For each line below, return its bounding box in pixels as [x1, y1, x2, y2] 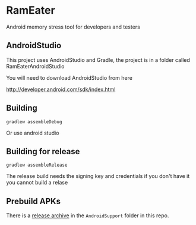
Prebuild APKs [6, 196, 61, 206]
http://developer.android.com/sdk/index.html [6, 86, 116, 93]
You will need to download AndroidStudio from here [6, 74, 132, 81]
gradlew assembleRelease [6, 162, 68, 168]
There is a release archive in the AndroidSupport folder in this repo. [6, 212, 169, 219]
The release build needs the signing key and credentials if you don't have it [6, 173, 190, 180]
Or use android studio [6, 129, 59, 136]
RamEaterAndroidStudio [6, 62, 65, 70]
